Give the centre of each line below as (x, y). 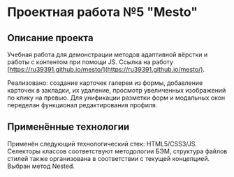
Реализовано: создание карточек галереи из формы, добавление (105, 83)
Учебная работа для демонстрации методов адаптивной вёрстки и (108, 54)
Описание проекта (50, 38)
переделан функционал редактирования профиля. (82, 105)
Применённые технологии (68, 127)
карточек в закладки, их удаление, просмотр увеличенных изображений (117, 90)
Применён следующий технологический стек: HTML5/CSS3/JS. (102, 144)
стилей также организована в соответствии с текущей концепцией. (109, 158)
